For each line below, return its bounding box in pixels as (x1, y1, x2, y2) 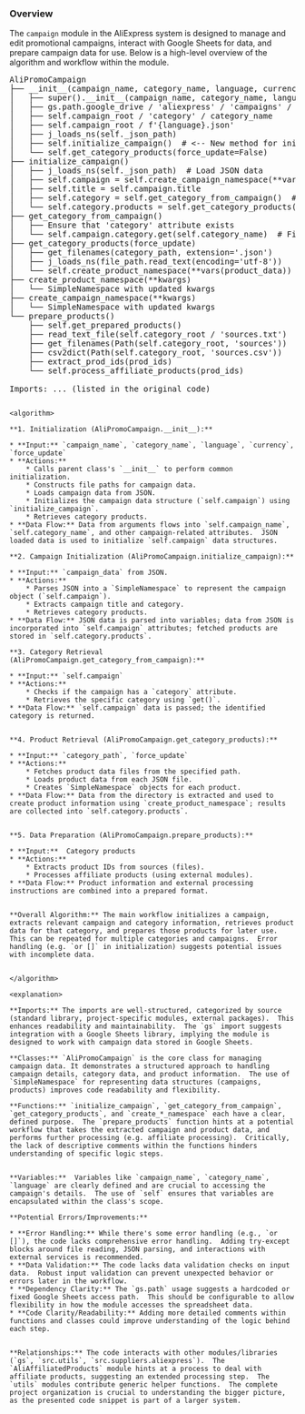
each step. (9, 1325, 51, 1334)
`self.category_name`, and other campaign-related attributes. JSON (9, 529, 279, 538)
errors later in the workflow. (9, 1277, 128, 1286)
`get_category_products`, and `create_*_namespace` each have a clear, (9, 1109, 286, 1119)
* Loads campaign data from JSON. (25, 489, 156, 498)
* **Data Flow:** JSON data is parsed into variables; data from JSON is (9, 616, 295, 625)
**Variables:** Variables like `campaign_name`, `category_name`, (9, 1173, 271, 1183)
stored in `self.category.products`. (9, 631, 152, 641)
